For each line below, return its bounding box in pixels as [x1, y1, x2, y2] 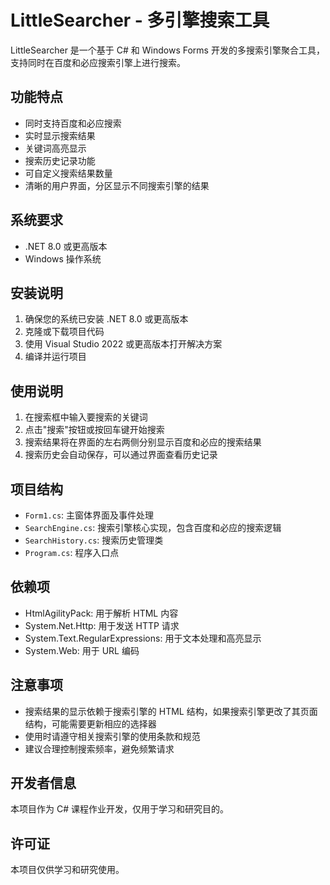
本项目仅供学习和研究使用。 [10, 864, 125, 876]
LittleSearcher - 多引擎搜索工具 [10, 9, 270, 32]
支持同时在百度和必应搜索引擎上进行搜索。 [10, 56, 186, 68]
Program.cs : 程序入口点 [24, 547, 120, 558]
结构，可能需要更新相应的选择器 [24, 717, 157, 730]
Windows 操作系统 [24, 252, 102, 265]
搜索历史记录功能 [24, 154, 96, 166]
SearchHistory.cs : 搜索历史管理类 [24, 534, 164, 546]
